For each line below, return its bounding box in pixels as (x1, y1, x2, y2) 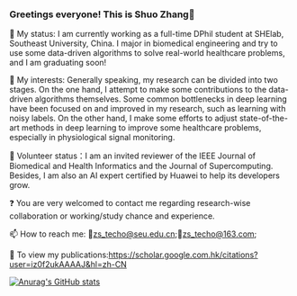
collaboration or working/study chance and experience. (9, 211, 215, 221)
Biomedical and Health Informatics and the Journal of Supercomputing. (9, 161, 274, 172)
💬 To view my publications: (9, 249, 110, 260)
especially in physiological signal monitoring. (9, 132, 175, 143)
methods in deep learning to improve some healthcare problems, (21, 122, 262, 133)
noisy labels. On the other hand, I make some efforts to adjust (9, 112, 238, 124)
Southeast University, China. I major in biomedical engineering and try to (9, 38, 278, 49)
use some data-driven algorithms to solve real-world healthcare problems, (9, 48, 285, 58)
